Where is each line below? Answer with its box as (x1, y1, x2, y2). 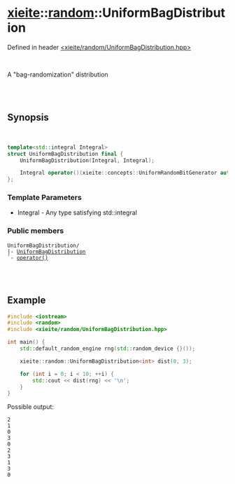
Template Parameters (7, 193, 82, 203)
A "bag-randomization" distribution (7, 70, 108, 79)
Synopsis (7, 112, 49, 123)
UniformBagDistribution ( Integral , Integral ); (20, 156, 155, 164)
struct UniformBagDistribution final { (7, 150, 124, 157)
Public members (7, 226, 64, 236)
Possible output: (7, 403, 55, 411)
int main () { (7, 339, 45, 346)
